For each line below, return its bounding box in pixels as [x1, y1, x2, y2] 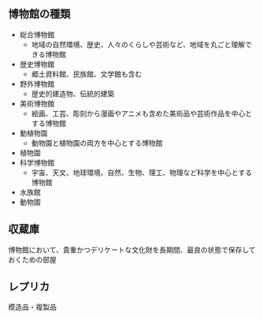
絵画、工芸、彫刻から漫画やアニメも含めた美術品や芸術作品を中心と [31, 109, 253, 118]
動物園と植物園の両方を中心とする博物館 [31, 138, 163, 147]
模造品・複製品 [8, 302, 57, 312]
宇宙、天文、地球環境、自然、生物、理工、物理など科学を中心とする [31, 168, 253, 177]
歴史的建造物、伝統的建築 [31, 89, 115, 98]
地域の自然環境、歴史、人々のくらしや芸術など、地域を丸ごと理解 [31, 39, 246, 49]
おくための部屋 [8, 254, 57, 264]
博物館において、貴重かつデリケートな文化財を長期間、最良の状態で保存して [8, 245, 256, 254]
